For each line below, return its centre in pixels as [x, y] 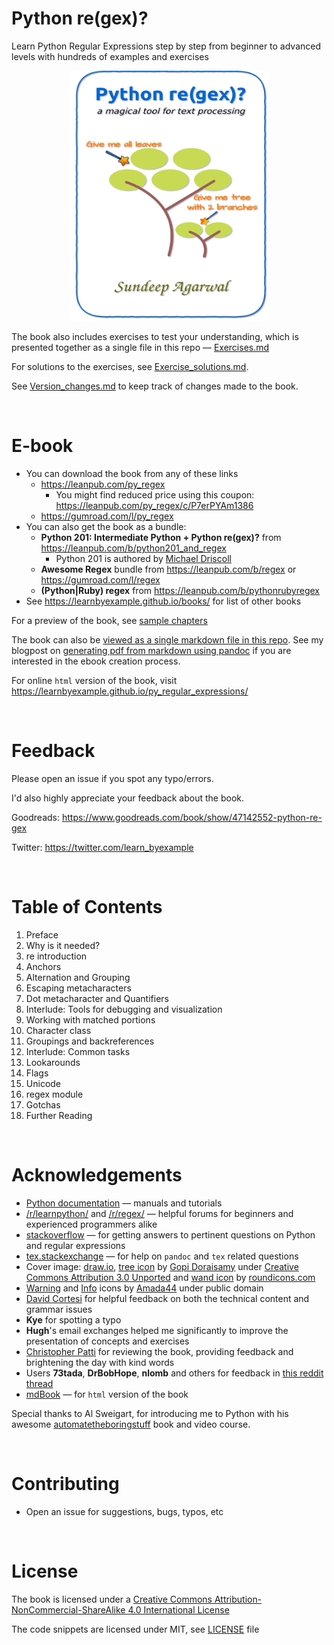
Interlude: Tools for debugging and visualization [124, 1009]
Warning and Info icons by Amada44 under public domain [144, 1288]
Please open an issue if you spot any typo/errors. [112, 778]
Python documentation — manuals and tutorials [124, 1203]
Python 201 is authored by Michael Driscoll [143, 558]
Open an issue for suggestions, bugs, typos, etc [124, 1511]
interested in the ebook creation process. [96, 661]
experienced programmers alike [91, 1224]
